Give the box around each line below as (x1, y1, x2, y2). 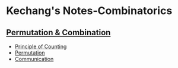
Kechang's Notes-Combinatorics (6, 4, 173, 18)
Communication (14, 56, 54, 62)
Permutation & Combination (6, 28, 111, 38)
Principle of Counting (14, 43, 67, 50)
